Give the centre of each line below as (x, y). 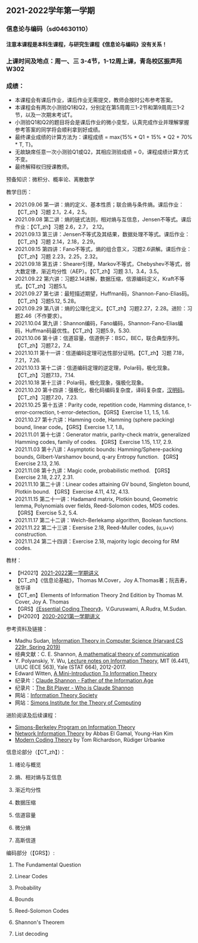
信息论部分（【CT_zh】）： (36, 752)
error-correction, (35, 412)
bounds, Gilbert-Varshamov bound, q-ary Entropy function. (87, 457)
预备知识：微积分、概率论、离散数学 (50, 179)
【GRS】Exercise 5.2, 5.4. (46, 513)
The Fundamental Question (48, 865)
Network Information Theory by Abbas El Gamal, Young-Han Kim (94, 734)
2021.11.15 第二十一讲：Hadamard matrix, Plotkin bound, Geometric (96, 499)
